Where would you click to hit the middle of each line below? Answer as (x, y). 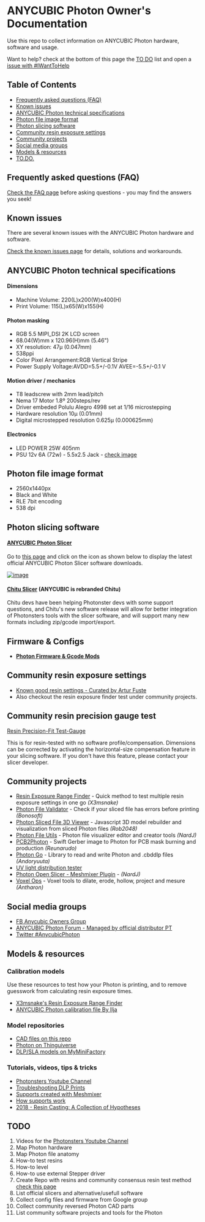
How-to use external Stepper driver (61, 1174)
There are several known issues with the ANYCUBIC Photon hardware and (100, 233)
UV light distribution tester (49, 868)
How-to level (32, 1167)
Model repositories (36, 1025)
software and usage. (33, 47)
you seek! (19, 199)
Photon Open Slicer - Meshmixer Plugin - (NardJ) (78, 874)
